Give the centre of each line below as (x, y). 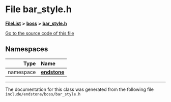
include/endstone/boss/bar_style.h (43, 94)
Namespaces (27, 49)
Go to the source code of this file (40, 33)
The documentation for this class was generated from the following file (80, 89)
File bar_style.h (39, 9)
